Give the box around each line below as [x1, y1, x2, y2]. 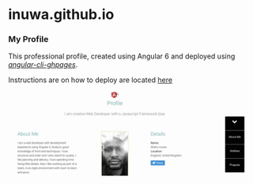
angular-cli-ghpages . [8, 60, 78, 69]
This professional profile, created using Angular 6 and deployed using [8, 51, 236, 61]
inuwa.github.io [8, 6, 115, 24]
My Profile [8, 34, 49, 45]
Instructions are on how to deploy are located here [8, 75, 172, 84]
